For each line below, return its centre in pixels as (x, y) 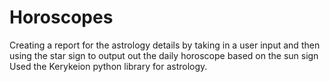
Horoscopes (61, 17)
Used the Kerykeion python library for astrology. (108, 66)
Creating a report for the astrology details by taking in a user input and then (165, 45)
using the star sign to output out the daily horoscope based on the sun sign (164, 55)
